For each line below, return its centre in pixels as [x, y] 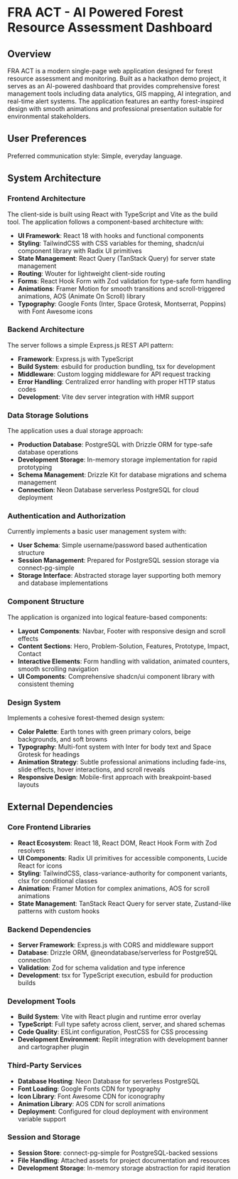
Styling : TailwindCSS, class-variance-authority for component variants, [122, 873]
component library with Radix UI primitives [80, 251]
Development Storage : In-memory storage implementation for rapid [117, 459]
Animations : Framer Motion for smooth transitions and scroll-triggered [121, 289]
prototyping [35, 467]
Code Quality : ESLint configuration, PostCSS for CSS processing [113, 1032]
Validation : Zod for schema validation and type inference [101, 967]
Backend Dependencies [49, 929]
